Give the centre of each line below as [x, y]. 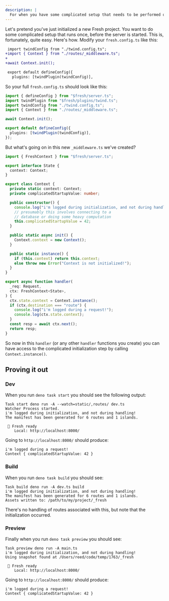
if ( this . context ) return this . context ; [57, 258]
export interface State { [32, 166]
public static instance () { [39, 254]
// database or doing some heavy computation [63, 217]
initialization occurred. [28, 515]
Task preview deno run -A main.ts [41, 548]
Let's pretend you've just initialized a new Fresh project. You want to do [79, 29]
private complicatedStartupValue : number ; [55, 194]
